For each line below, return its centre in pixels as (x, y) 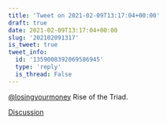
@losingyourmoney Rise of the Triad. (68, 96)
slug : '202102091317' (44, 38)
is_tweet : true (33, 45)
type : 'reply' (38, 67)
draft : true (28, 23)
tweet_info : (28, 52)
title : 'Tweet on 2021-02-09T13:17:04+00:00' (84, 15)
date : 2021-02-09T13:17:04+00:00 (63, 30)
